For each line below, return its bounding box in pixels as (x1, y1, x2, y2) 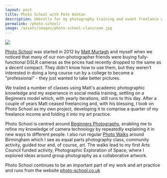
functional (5, 59, 26, 65)
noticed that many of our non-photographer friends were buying (5, 54, 137, 60)
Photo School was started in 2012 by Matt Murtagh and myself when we (5, 49, 153, 55)
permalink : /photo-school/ (5, 21, 61, 26)
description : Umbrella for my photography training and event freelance (5, 16, 159, 21)
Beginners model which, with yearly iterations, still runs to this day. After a (5, 95, 157, 101)
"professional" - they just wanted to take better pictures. (5, 75, 121, 81)
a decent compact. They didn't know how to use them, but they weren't (5, 65, 152, 71)
